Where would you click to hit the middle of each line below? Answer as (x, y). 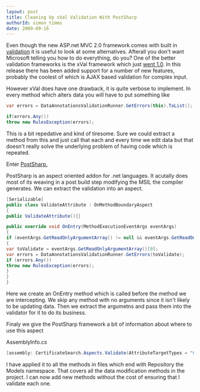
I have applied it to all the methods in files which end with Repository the (95, 364)
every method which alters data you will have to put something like (88, 95)
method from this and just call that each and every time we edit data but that (100, 140)
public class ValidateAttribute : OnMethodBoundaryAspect (79, 205)
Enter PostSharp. (27, 164)
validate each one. (29, 383)
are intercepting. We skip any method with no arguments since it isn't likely (98, 300)
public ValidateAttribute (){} (44, 216)
